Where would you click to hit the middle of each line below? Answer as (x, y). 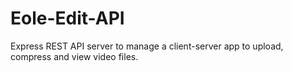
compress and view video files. (74, 56)
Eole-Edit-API (67, 18)
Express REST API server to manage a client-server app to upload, (147, 46)
